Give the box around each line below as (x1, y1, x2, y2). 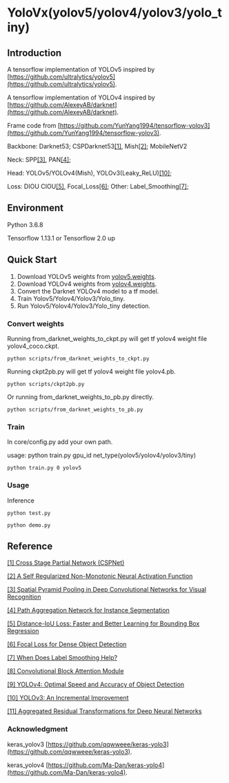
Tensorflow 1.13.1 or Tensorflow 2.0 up (7, 233, 115, 242)
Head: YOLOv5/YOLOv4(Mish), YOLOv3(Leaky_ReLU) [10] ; (7, 169, 172, 177)
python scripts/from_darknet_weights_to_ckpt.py (7, 355, 150, 362)
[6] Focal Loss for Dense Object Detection (7, 640, 127, 648)
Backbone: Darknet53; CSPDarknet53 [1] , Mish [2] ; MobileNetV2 (7, 142, 188, 150)
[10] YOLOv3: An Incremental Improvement (7, 694, 129, 702)
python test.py (7, 510, 51, 516)
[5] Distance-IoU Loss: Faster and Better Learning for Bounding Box (7, 619, 200, 628)
